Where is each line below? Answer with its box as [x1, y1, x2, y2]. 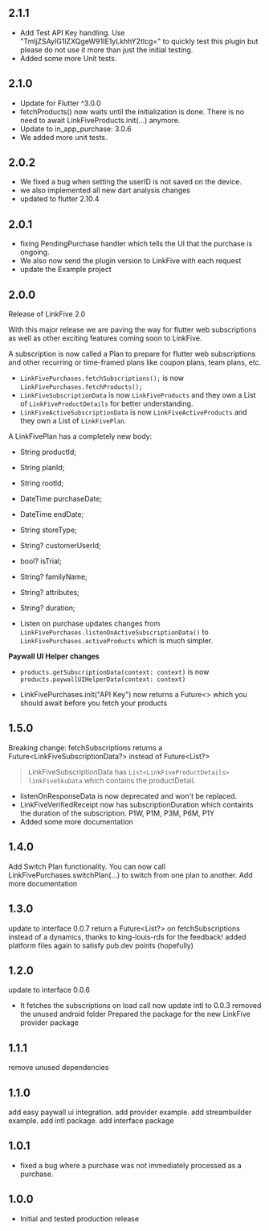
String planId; [19, 463, 65, 473]
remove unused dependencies [8, 1063, 109, 1072]
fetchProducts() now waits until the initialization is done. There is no [19, 106, 245, 116]
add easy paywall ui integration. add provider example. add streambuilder [8, 1107, 252, 1117]
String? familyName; [19, 572, 88, 582]
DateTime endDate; [19, 510, 84, 519]
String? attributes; [19, 588, 79, 597]
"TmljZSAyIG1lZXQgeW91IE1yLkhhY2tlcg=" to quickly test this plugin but [19, 36, 259, 46]
